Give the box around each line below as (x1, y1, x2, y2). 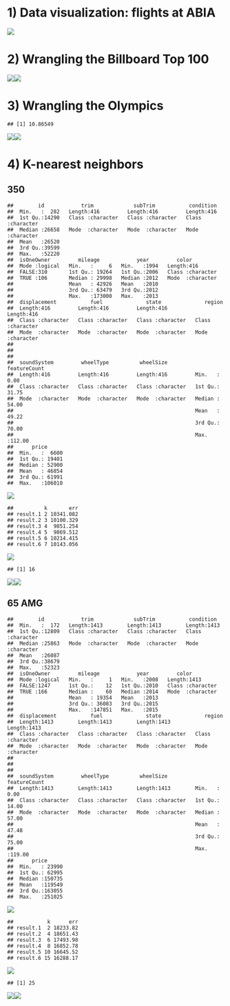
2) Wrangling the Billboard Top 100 (7, 52, 209, 67)
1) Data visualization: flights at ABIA (7, 5, 216, 21)
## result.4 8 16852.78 (7, 943, 79, 949)
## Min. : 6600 (7, 450, 63, 456)
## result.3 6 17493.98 (7, 936, 79, 943)
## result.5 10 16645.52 (7, 948, 79, 956)
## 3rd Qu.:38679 (7, 658, 60, 665)
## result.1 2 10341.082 (7, 510, 79, 518)
